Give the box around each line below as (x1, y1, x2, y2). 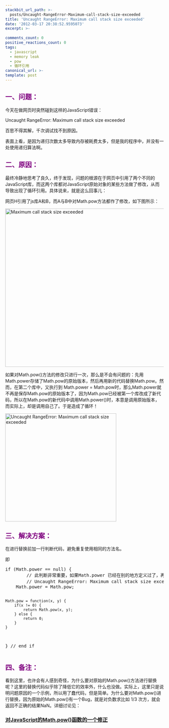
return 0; (23, 616, 44, 621)
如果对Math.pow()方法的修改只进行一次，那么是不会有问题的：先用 (5, 372, 144, 378)
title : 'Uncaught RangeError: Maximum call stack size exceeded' (5, 17, 145, 22)
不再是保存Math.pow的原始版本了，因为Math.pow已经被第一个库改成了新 (5, 390, 157, 396)
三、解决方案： (5, 531, 52, 540)
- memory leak (10, 54, 39, 59)
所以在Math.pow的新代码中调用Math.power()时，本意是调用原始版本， (14, 397, 160, 403)
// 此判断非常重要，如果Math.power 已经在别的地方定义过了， (26, 573, 161, 578)
